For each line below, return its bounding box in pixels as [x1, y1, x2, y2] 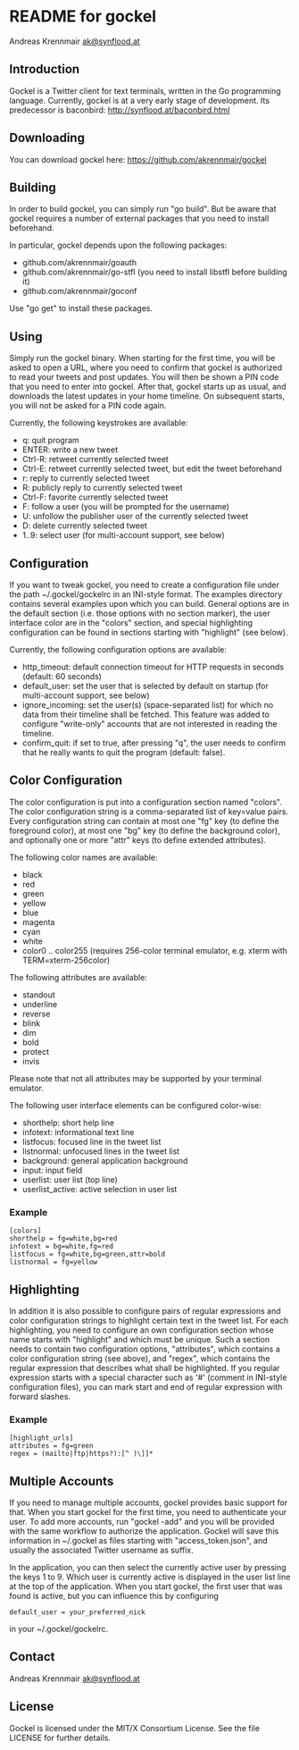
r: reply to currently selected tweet [21, 473, 150, 484]
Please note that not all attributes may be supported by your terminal [9, 1073, 262, 1083]
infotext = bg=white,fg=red [9, 1242, 114, 1251]
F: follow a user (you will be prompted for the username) [21, 501, 230, 512]
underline [21, 998, 58, 1009]
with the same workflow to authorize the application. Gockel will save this [9, 1526, 279, 1536]
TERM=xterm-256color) [21, 955, 111, 965]
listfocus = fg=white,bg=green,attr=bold [9, 1249, 166, 1259]
